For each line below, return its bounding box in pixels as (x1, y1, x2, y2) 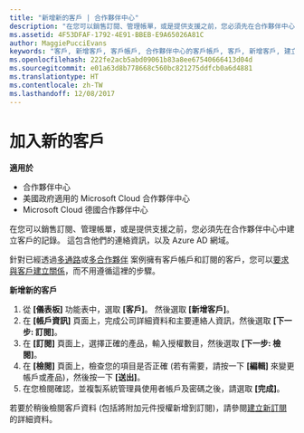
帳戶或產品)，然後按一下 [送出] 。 (22, 372, 146, 383)
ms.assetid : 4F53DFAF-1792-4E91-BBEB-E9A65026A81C (9, 30, 204, 39)
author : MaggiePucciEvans (9, 38, 107, 48)
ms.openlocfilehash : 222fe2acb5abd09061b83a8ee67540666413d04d (9, 55, 253, 64)
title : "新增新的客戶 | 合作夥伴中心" (9, 13, 139, 23)
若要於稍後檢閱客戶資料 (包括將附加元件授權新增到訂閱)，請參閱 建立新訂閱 (9, 402, 288, 413)
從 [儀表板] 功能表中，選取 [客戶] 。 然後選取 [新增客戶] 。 (22, 304, 235, 315)
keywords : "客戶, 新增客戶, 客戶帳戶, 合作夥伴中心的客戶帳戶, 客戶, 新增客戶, (9, 47, 280, 56)
